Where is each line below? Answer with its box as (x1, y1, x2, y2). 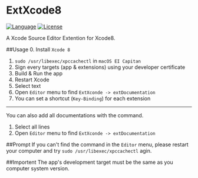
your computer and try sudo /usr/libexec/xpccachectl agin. (6, 147, 152, 154)
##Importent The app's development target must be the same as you (6, 159, 174, 166)
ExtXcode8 (6, 4, 62, 17)
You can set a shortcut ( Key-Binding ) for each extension (14, 95, 151, 102)
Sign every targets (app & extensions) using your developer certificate (14, 63, 186, 71)
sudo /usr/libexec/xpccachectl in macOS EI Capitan (14, 57, 141, 64)
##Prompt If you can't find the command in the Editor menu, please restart (6, 141, 189, 148)
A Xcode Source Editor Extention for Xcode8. (6, 34, 115, 41)
